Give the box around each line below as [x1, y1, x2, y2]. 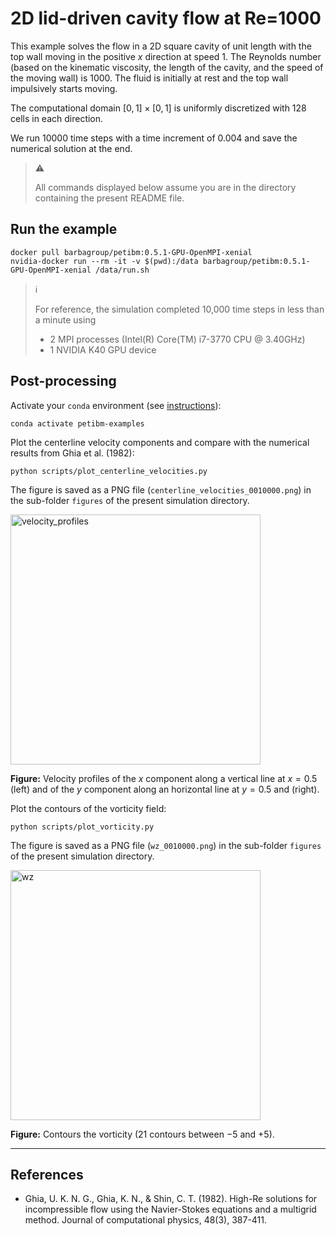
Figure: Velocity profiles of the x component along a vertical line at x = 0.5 [10, 772, 318, 784]
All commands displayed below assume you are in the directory [34, 181, 297, 193]
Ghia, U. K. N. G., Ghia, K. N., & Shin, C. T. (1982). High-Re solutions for [24, 1193, 318, 1205]
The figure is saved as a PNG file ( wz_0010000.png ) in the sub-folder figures [10, 839, 322, 851]
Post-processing [10, 373, 117, 390]
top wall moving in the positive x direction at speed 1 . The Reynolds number [10, 50, 322, 62]
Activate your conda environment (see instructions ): [10, 399, 222, 411]
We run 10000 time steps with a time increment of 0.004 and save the [10, 132, 298, 144]
